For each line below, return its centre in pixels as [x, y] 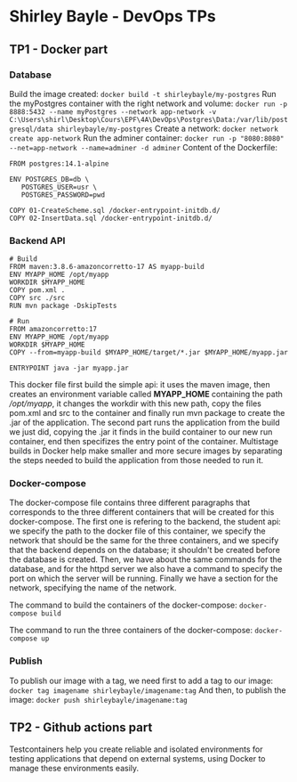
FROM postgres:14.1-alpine [59, 163]
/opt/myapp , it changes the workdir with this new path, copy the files [136, 403]
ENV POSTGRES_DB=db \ [49, 179]
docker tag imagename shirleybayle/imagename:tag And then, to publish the [148, 690]
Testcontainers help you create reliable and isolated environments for [136, 749]
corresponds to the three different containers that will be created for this [142, 512]
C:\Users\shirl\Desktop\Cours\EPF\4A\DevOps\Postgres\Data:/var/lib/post [149, 119]
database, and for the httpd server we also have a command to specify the [146, 569]
